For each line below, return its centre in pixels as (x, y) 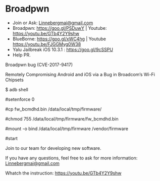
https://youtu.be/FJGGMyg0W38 (47, 44)
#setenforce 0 (20, 99)
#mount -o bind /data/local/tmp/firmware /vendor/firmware (67, 129)
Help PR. (22, 55)
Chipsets (14, 80)
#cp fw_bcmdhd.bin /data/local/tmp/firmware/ (54, 109)
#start (11, 138)
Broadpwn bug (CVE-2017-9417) (39, 65)
